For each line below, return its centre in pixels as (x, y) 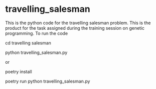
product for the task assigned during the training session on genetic (75, 28)
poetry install (19, 71)
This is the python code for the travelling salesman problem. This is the (78, 23)
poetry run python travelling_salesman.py (48, 81)
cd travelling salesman (28, 43)
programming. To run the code (37, 33)
